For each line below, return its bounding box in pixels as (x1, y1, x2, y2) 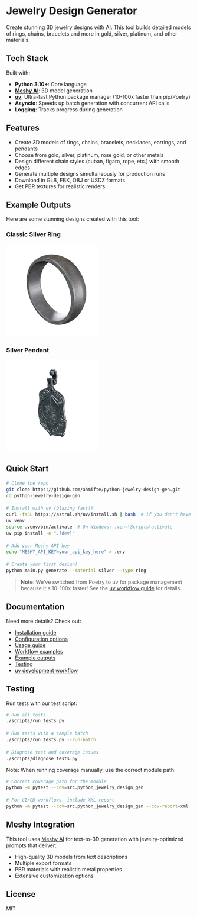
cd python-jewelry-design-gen (6, 493, 81, 498)
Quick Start (6, 464, 49, 474)
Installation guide (14, 629, 57, 636)
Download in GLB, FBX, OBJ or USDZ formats (14, 176, 126, 184)
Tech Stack (6, 53, 48, 63)
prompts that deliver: (6, 842, 57, 849)
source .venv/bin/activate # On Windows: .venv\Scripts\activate (6, 524, 173, 530)
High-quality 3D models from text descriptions (14, 853, 128, 860)
